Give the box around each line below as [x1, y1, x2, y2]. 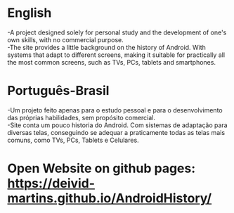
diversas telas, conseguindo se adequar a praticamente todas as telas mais [7, 128, 226, 136]
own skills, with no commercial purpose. [7, 35, 124, 44]
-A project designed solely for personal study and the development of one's [7, 28, 227, 37]
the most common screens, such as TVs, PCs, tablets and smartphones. [7, 58, 216, 66]
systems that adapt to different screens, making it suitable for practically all [7, 51, 226, 59]
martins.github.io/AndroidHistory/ [7, 191, 212, 207]
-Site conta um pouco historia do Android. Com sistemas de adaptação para [7, 121, 228, 129]
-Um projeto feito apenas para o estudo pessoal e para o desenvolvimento [7, 105, 223, 114]
